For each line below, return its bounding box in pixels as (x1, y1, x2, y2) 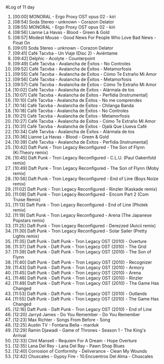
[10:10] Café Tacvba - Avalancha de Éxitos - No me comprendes (12, 97, 142, 103)
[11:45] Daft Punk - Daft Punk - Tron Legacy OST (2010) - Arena (12, 270, 141, 275)
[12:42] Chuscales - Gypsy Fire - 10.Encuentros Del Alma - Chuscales (12, 354, 153, 359)
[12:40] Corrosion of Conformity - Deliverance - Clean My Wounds (12, 348, 147, 354)
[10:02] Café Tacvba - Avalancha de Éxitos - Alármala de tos (12, 87, 135, 92)
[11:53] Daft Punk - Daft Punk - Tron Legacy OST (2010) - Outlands (12, 291, 147, 297)
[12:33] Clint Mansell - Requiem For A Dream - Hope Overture (12, 338, 137, 343)
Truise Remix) (12, 197, 41, 202)
